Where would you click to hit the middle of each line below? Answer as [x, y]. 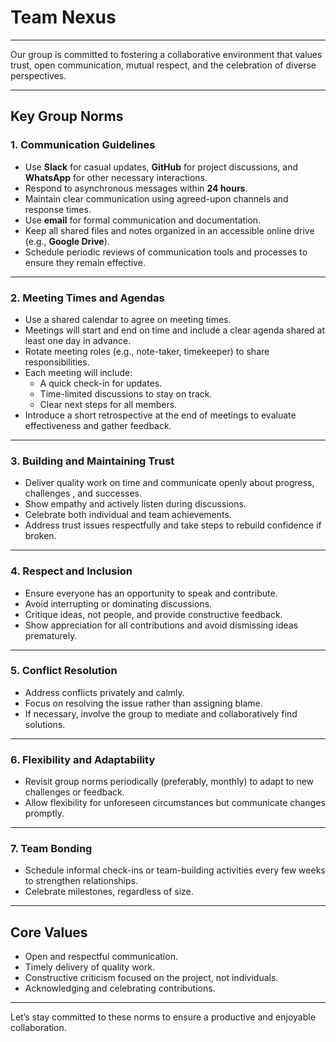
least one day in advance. [78, 340]
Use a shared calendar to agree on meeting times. [128, 319]
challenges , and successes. [83, 493]
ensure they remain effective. [85, 262]
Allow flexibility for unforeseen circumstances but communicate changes [175, 803]
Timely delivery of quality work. [89, 967]
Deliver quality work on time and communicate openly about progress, [169, 483]
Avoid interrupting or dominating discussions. [118, 603]
